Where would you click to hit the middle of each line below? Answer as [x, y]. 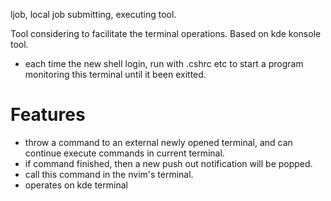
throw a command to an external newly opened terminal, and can [158, 142]
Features [48, 115]
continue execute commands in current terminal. [124, 153]
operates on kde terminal [76, 185]
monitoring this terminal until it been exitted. [115, 74]
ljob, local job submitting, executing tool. [93, 14]
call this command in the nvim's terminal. [109, 174]
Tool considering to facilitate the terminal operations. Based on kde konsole [166, 33]
